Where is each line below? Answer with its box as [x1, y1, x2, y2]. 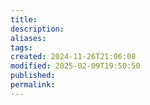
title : [10, 14, 38, 25]
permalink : [10, 80, 56, 90]
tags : [10, 42, 33, 53]
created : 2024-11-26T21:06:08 [10, 52, 137, 62]
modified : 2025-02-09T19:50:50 [10, 61, 141, 71]
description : [10, 24, 65, 34]
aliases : [10, 33, 47, 43]
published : [10, 71, 56, 81]
